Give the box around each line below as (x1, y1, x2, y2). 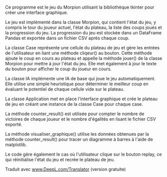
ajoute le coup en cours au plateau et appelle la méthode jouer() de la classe (5, 55, 163, 61)
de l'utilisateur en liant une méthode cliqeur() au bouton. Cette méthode (5, 50, 152, 56)
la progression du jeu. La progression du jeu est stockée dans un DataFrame (5, 30, 162, 35)
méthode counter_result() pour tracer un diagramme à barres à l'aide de (5, 137, 153, 142)
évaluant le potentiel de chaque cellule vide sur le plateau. (5, 86, 125, 92)
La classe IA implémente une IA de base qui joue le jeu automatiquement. (5, 76, 156, 81)
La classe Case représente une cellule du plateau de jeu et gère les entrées (5, 45, 160, 50)
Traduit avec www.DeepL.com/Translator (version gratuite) (5, 167, 126, 172)
